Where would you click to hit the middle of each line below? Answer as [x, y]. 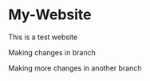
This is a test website [43, 37]
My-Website [50, 15]
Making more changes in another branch [75, 68]
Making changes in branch [52, 52]
